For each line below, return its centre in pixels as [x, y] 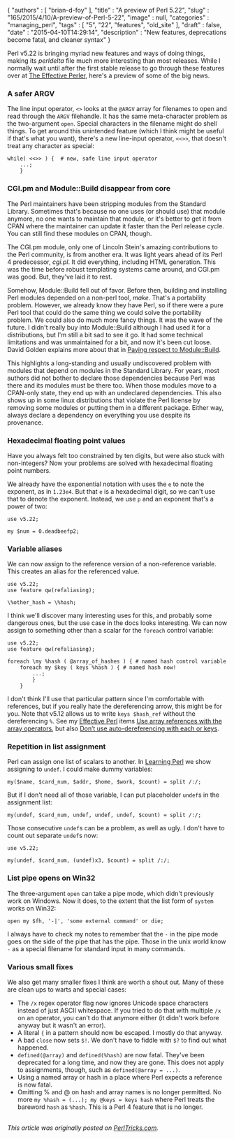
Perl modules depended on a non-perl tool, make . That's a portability [107, 297]
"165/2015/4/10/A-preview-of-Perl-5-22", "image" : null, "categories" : [108, 17]
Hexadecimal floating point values [66, 441]
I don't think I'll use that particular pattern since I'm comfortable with [106, 699]
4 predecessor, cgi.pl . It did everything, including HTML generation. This [112, 262]
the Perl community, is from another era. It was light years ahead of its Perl [115, 254]
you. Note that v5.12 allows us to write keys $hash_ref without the [101, 714]
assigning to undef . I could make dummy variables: [80, 769]
